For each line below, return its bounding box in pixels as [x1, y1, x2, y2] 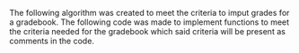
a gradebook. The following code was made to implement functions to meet [9, 17, 290, 27]
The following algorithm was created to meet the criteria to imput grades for [9, 8, 290, 18]
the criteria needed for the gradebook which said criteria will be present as [9, 26, 286, 36]
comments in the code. [9, 35, 94, 46]
